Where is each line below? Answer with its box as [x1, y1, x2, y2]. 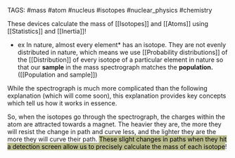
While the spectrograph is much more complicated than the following [7, 84, 208, 92]
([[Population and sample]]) [17, 70, 98, 79]
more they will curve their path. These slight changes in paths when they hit [7, 135, 227, 143]
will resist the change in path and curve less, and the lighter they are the [7, 128, 217, 136]
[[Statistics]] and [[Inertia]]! [7, 27, 87, 35]
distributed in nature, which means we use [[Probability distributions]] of [17, 48, 228, 56]
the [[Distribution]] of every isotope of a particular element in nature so [17, 55, 224, 64]
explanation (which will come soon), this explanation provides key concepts [7, 91, 227, 100]
